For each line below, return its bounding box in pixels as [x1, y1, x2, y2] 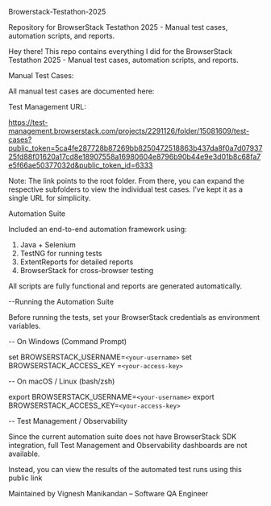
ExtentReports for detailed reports [19, 257, 134, 267]
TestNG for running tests [19, 249, 102, 258]
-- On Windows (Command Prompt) [8, 337, 127, 346]
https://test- [8, 118, 48, 127]
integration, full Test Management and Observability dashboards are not [8, 441, 248, 450]
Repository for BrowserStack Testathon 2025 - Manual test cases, [8, 23, 228, 31]
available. [8, 449, 40, 458]
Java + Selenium [19, 240, 77, 249]
